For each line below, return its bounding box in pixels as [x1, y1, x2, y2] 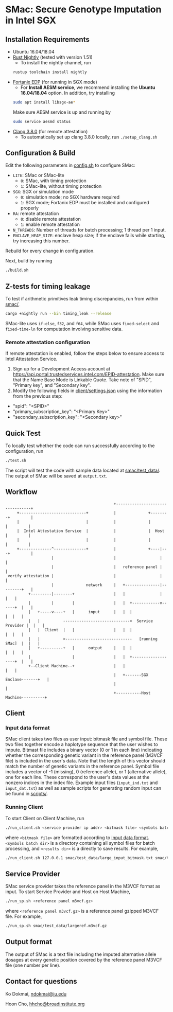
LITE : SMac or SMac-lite [12, 172, 64, 179]
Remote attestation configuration [5, 339, 90, 346]
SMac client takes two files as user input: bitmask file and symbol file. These [5, 736, 167, 742]
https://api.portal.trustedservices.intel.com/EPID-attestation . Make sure [12, 371, 165, 378]
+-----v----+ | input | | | [38, 609, 132, 614]
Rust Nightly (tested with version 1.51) [12, 54, 93, 60]
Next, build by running [5, 258, 53, 264]
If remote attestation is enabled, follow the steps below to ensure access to [5, 350, 165, 357]
